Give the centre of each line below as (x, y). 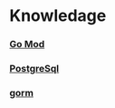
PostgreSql (34, 69)
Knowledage (58, 16)
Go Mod (27, 44)
